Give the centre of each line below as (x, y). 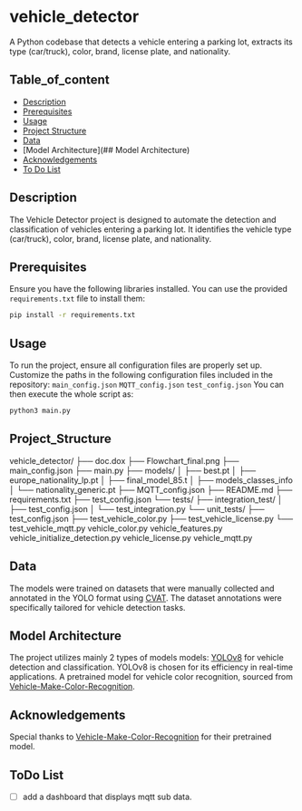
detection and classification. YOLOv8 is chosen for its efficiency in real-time (151, 667)
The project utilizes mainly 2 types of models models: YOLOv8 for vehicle (146, 658)
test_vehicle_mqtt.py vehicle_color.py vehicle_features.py (116, 528)
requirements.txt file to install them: (77, 299)
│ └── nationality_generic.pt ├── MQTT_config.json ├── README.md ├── (151, 489)
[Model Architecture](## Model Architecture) (106, 150)
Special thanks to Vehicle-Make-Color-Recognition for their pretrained (141, 737)
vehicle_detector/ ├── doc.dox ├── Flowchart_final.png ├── (124, 460)
